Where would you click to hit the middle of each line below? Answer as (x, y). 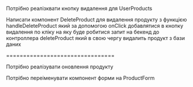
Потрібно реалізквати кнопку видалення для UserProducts (79, 8)
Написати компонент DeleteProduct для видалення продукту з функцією (96, 19)
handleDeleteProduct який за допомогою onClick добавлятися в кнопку (95, 26)
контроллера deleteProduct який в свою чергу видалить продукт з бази (96, 38)
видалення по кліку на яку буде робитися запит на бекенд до (83, 32)
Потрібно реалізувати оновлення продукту (60, 67)
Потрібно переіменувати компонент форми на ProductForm (80, 78)
